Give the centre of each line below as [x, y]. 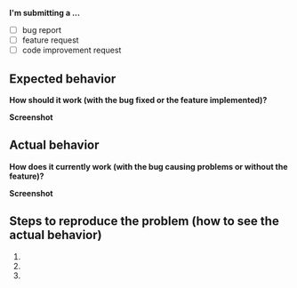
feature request [50, 40]
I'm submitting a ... [44, 13]
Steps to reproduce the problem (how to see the [144, 221]
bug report [42, 30]
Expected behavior [63, 79]
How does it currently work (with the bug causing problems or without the [148, 166]
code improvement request [72, 50]
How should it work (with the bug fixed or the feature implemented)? [138, 100]
